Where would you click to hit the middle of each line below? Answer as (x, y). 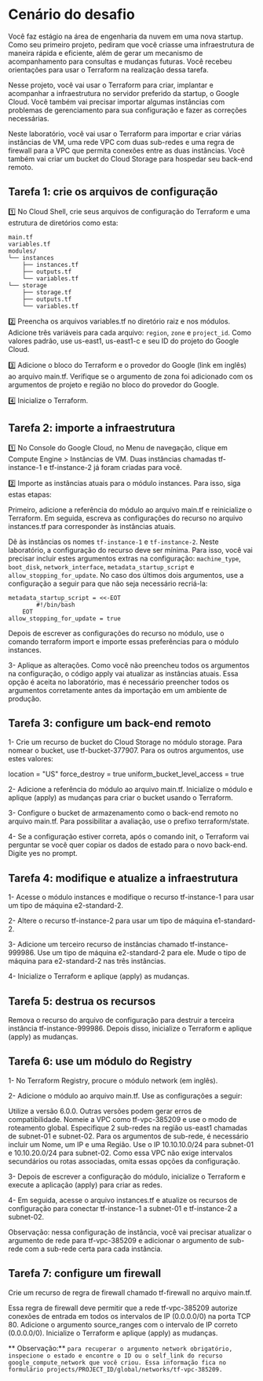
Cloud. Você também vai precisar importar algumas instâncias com (117, 102)
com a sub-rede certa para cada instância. (94, 1249)
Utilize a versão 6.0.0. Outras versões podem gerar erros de (105, 1111)
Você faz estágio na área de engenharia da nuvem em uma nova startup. (126, 36)
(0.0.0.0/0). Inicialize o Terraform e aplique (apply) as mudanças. (113, 1333)
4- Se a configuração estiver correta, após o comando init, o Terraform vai (129, 837)
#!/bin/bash (56, 605)
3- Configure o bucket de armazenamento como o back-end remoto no (123, 813)
